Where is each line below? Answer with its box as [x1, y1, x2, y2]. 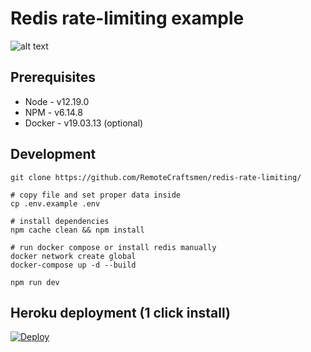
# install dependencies [10, 216, 110, 226]
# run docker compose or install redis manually [10, 242, 217, 252]
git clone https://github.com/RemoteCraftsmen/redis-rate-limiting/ [10, 172, 302, 182]
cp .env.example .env [10, 198, 101, 209]
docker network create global [10, 251, 137, 261]
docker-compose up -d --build [10, 260, 137, 270]
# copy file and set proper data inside [10, 190, 182, 200]
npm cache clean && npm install [10, 225, 145, 235]
